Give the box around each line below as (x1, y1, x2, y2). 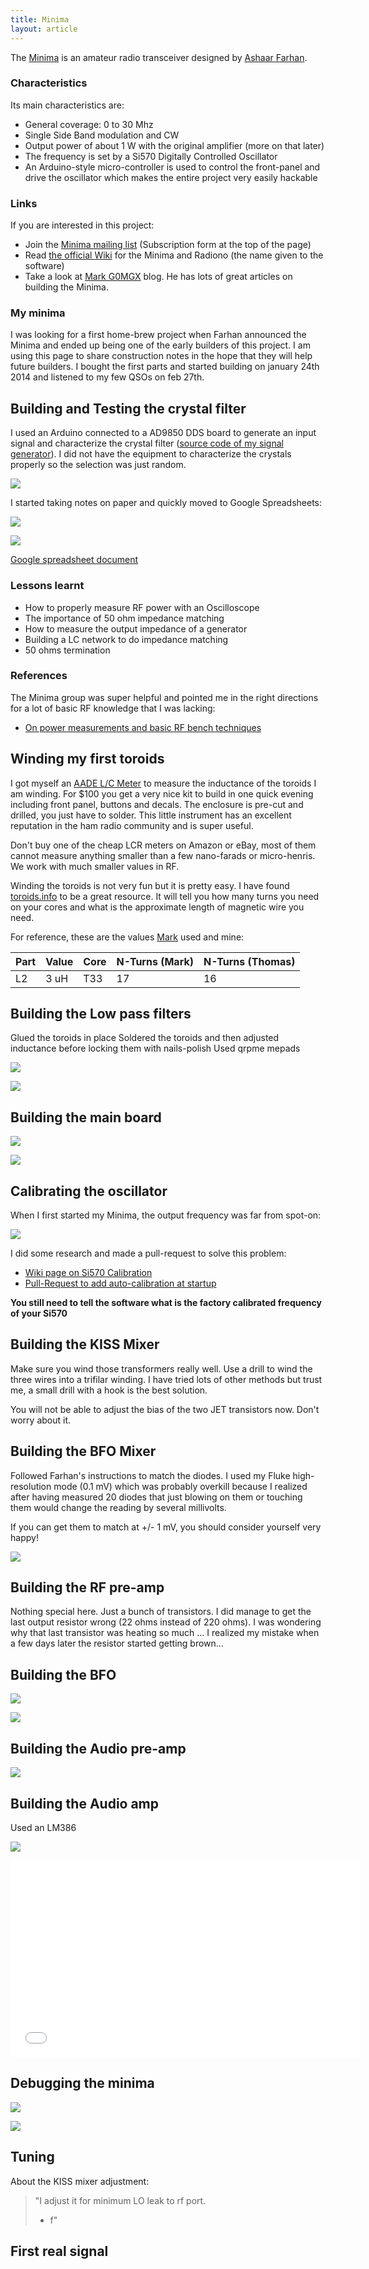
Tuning (10, 2149, 55, 2166)
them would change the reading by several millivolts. (10, 1501, 227, 1513)
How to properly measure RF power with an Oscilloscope (24, 601, 260, 613)
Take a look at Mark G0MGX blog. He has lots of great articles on (24, 271, 293, 283)
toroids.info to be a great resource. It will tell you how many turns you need (10, 890, 320, 902)
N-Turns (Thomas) (203, 954, 296, 968)
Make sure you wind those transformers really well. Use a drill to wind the (10, 1362, 313, 1375)
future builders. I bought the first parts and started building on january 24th (10, 361, 320, 373)
